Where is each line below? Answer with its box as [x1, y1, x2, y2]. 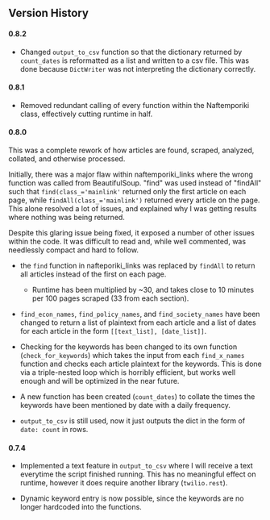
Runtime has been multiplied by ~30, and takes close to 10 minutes [31, 285, 255, 294]
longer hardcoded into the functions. [19, 502, 143, 512]
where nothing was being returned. [8, 213, 125, 222]
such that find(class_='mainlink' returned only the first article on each [8, 187, 247, 196]
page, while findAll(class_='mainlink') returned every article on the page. [8, 195, 260, 205]
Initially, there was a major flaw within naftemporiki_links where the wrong [8, 169, 254, 179]
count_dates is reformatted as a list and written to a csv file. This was [19, 56, 250, 65]
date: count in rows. [19, 425, 89, 434]
